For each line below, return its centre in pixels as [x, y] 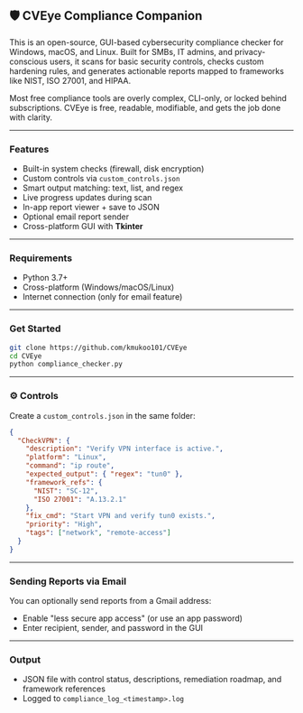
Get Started [35, 329]
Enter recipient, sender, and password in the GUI [113, 628]
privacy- [250, 51]
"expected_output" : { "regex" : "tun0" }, [104, 474]
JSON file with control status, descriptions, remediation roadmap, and [152, 680]
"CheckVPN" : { [44, 440]
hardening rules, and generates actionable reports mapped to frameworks [147, 70]
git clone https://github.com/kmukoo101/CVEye [98, 347]
